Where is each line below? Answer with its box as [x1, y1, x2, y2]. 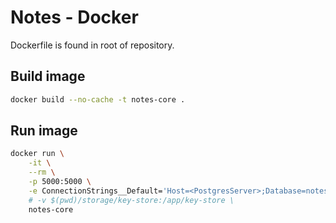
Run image [10, 122, 78, 140]
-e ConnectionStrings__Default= [28, 186, 163, 196]
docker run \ [10, 149, 65, 159]
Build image [10, 68, 86, 85]
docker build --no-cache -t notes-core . [10, 94, 186, 105]
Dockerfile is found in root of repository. [10, 39, 175, 51]
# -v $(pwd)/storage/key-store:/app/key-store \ [28, 195, 235, 205]
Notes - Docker [10, 6, 139, 29]
